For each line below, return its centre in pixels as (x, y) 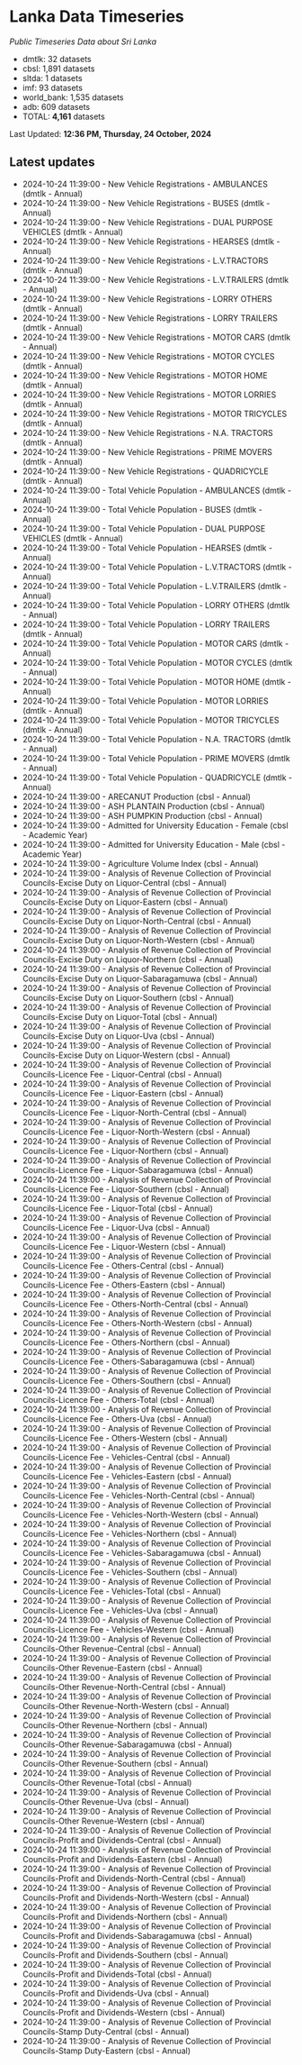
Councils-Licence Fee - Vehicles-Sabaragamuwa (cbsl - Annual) (142, 1552)
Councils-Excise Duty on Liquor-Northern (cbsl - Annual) (128, 959)
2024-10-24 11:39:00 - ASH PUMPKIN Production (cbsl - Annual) (142, 815)
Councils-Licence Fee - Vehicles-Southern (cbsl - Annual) (130, 1572)
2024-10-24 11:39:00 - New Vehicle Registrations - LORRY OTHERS (147, 298)
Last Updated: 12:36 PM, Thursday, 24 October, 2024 (111, 133)
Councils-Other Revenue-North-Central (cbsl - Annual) (124, 1687)
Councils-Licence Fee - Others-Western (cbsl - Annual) (125, 1438)
